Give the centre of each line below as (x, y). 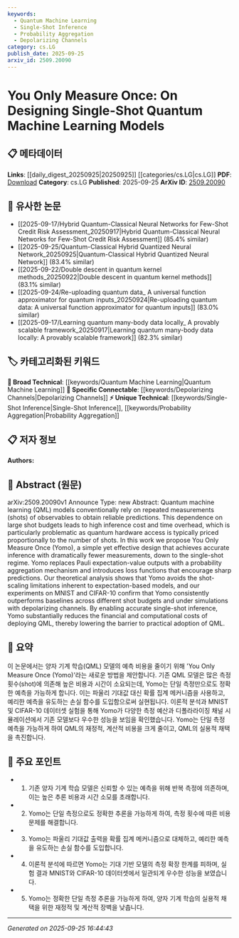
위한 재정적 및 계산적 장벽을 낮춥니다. (93, 907)
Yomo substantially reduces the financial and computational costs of (107, 616)
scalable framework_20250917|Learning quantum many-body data (115, 330)
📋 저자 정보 (32, 440)
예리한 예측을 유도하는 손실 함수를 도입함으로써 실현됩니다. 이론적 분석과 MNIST (118, 702)
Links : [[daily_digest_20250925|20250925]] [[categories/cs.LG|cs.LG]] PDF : (119, 174)
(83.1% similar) (39, 284)
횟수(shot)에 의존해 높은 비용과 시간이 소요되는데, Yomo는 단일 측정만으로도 (113, 684)
